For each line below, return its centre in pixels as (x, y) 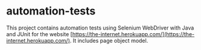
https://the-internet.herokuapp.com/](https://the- (133, 34)
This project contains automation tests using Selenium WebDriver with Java (100, 28)
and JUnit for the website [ (39, 34)
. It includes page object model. (109, 40)
